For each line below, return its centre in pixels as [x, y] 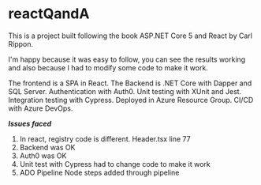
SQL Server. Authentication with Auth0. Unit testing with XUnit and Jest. [125, 91]
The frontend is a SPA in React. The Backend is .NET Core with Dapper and [130, 83]
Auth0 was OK [43, 156]
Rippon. [21, 43]
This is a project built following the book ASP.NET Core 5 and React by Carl [130, 36]
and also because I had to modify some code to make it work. [108, 67]
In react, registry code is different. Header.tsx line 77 [105, 138]
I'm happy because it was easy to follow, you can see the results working [127, 59]
